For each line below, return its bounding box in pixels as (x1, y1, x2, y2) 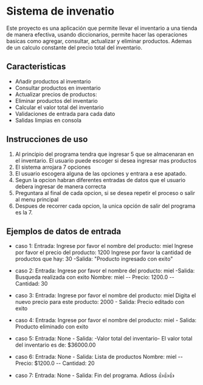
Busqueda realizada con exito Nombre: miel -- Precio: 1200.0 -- (15, 274, 174, 281)
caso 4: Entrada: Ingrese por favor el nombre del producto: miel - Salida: (15, 317, 197, 324)
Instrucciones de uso (6, 134, 88, 144)
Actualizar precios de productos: (15, 90, 97, 98)
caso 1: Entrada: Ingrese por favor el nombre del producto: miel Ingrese (15, 242, 193, 250)
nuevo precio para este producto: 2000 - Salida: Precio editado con (15, 298, 185, 306)
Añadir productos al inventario (15, 77, 91, 85)
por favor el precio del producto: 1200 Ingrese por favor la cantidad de (15, 249, 191, 256)
